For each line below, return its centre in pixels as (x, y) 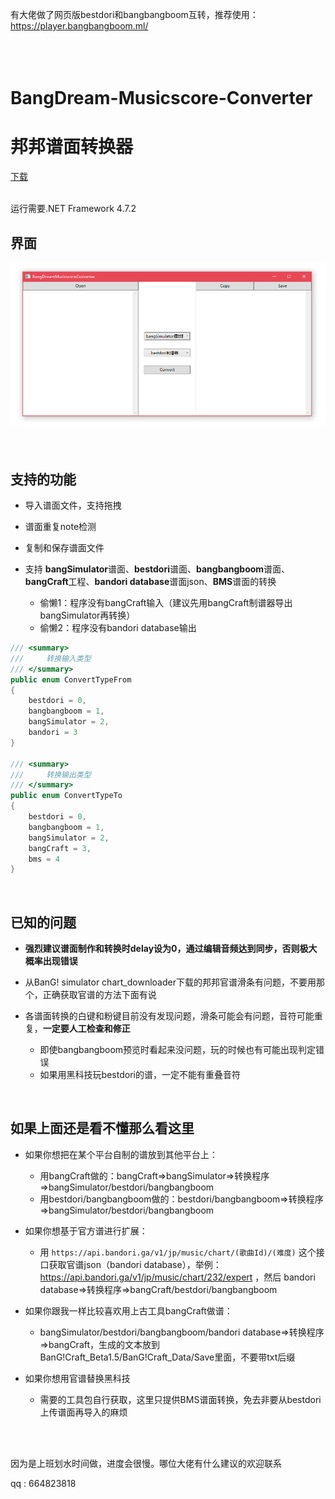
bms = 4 (44, 859)
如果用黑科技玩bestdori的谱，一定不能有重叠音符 (140, 1075)
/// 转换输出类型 (51, 774)
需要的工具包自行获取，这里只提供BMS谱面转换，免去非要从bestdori (180, 1399)
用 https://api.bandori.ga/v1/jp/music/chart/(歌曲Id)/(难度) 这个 (178, 1252)
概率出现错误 (51, 961)
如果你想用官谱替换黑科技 (77, 1378)
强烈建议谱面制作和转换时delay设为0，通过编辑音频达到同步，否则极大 (171, 949)
